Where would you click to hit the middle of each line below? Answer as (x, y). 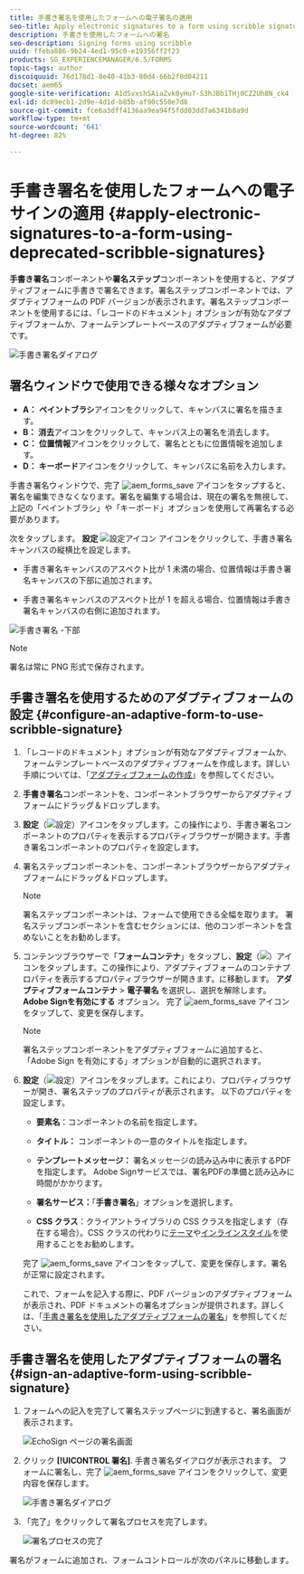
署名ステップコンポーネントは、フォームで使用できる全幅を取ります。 (152, 915)
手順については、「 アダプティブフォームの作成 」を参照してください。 (151, 775)
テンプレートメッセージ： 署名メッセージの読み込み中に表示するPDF (163, 1161)
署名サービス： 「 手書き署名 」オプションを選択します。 (137, 1202)
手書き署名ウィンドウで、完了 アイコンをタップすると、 (150, 485)
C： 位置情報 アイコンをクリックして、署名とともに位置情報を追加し (149, 443)
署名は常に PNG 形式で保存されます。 (79, 667)
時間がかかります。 (71, 1183)
